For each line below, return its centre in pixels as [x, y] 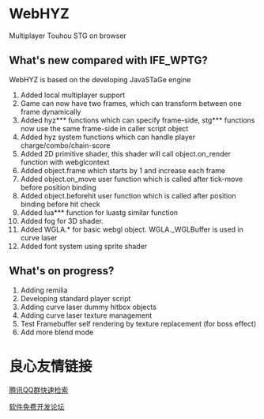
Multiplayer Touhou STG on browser [68, 36]
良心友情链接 [51, 366]
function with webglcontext [65, 162]
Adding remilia [44, 290]
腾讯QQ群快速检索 [39, 390]
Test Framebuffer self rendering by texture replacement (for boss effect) [138, 323]
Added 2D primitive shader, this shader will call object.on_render [126, 153]
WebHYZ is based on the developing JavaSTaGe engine [100, 79]
